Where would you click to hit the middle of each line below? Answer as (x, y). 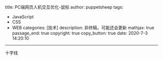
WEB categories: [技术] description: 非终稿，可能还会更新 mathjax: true (83, 28)
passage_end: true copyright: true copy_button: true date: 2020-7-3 (80, 33)
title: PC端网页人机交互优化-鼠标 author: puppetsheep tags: (64, 7)
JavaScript (23, 17)
